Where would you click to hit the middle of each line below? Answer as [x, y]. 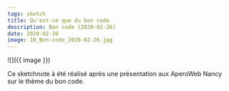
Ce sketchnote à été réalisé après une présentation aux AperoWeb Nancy [115, 74]
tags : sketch [27, 14]
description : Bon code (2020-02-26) [62, 27]
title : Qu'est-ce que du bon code [59, 20]
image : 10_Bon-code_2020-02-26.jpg [60, 40]
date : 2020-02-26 [33, 34]
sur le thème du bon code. [46, 81]
